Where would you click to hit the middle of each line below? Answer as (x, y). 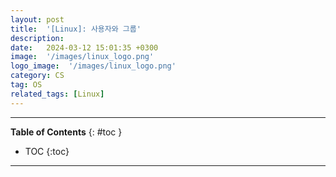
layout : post (37, 19)
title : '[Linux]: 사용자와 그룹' (76, 29)
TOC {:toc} (47, 151)
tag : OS (26, 85)
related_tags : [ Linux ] (57, 94)
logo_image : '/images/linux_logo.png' (93, 66)
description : (37, 38)
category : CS (37, 76)
